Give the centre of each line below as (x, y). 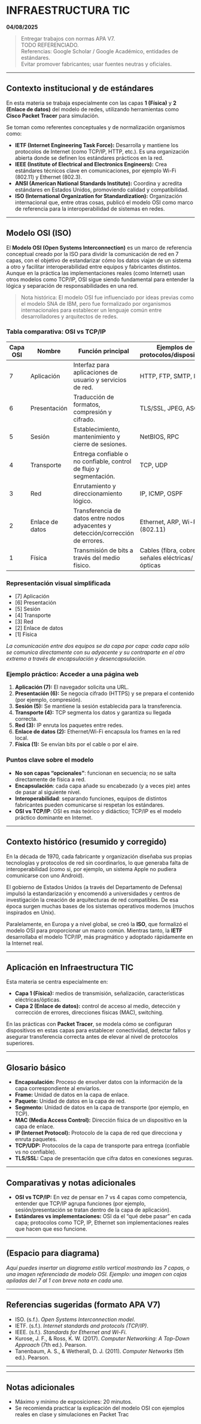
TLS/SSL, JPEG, (162, 408)
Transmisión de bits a (103, 550)
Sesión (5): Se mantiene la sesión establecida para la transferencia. (98, 706)
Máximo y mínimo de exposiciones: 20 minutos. (74, 1402)
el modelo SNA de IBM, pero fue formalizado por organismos (96, 303)
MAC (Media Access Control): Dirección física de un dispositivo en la (101, 1120)
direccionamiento (98, 493)
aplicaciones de (95, 372)
